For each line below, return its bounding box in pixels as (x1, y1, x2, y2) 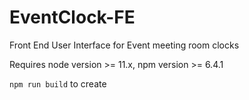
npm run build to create (9, 77, 107, 90)
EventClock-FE (9, 6, 136, 29)
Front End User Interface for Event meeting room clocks (9, 39, 240, 51)
